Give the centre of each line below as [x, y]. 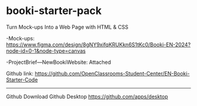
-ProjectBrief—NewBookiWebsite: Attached [59, 62]
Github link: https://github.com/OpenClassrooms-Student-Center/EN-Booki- [98, 73]
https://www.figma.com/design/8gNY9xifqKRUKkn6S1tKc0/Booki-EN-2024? [98, 45]
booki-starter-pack [54, 11]
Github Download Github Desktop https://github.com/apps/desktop [87, 96]
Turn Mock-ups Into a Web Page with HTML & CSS [67, 27]
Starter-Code [22, 80]
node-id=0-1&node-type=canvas [46, 50]
